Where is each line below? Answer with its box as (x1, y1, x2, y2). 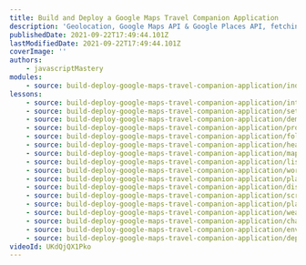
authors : (9, 56, 43, 65)
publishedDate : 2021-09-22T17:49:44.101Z (9, 30, 169, 39)
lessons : (9, 89, 43, 98)
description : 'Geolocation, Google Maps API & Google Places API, (9, 22, 267, 31)
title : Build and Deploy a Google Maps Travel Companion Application (9, 13, 280, 23)
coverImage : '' (9, 47, 67, 56)
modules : (9, 73, 43, 82)
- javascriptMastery (25, 65, 104, 74)
